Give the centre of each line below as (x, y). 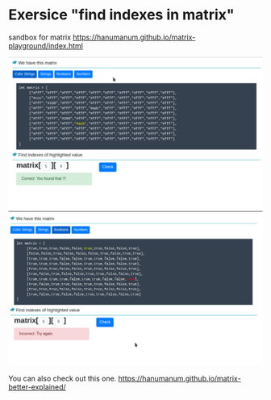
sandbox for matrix (40, 37)
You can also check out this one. (63, 378)
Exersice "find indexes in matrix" (121, 15)
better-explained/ (37, 387)
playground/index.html (46, 45)
